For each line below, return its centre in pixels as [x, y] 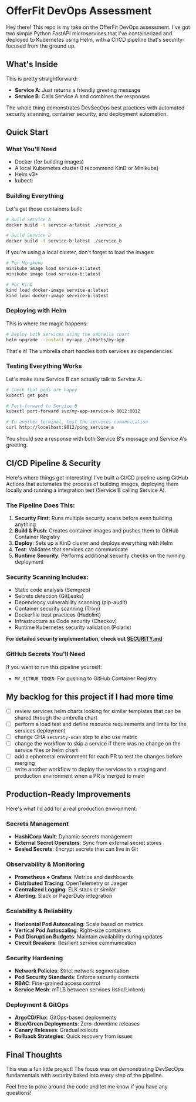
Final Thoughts [34, 1055]
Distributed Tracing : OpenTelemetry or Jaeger [71, 883]
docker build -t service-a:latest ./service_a [64, 225]
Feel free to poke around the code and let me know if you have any [87, 1087]
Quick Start [27, 133]
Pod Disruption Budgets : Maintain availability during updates [89, 936]
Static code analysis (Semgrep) [53, 590]
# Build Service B [28, 236]
